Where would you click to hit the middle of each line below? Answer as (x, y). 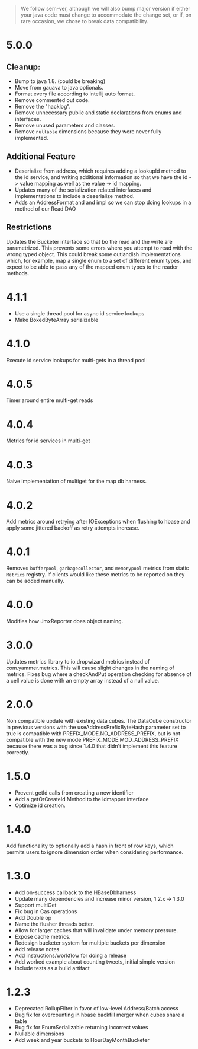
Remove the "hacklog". (43, 106)
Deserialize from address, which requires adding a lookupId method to (100, 171)
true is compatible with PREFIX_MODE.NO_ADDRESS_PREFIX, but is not (93, 734)
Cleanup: (23, 67)
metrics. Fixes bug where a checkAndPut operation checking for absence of (99, 674)
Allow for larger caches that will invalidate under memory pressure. (96, 930)
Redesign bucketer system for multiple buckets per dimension (90, 943)
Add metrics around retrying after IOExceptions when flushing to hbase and (98, 522)
